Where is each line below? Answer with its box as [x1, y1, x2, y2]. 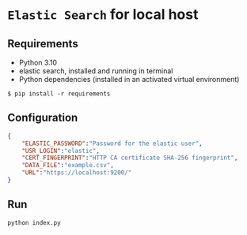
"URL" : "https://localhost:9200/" [21, 169, 132, 177]
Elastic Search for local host [7, 6, 199, 24]
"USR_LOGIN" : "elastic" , [21, 147, 101, 155]
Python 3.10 [18, 58, 57, 67]
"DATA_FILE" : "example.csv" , [21, 162, 114, 170]
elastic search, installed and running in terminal [18, 66, 173, 76]
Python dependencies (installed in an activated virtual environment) [18, 75, 240, 84]
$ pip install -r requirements [7, 90, 111, 98]
